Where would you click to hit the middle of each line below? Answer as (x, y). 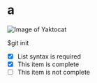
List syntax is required (49, 56)
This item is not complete (54, 73)
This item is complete (48, 64)
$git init (18, 43)
